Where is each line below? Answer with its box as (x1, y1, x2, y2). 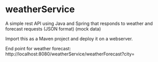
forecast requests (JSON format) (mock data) (5, 25, 101, 32)
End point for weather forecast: (5, 45, 71, 51)
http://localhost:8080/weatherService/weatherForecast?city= (5, 51, 134, 57)
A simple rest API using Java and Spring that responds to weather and (5, 20, 153, 26)
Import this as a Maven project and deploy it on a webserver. (5, 36, 133, 42)
